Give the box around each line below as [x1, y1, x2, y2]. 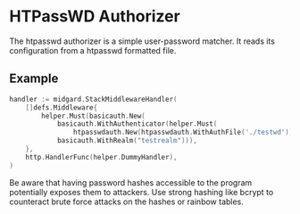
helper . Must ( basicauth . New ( [41, 111, 146, 120]
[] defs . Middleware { [25, 103, 98, 112]
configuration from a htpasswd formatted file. [9, 45, 177, 55]
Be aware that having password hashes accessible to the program [9, 177, 253, 188]
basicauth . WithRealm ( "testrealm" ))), [56, 136, 198, 145]
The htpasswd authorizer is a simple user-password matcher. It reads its [9, 36, 275, 46]
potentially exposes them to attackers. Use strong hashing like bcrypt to [9, 186, 274, 197]
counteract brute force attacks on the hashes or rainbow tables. [9, 196, 244, 207]
